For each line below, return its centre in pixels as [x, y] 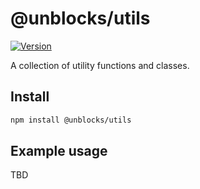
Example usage [59, 151]
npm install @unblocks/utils [71, 120]
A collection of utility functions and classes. [100, 65]
